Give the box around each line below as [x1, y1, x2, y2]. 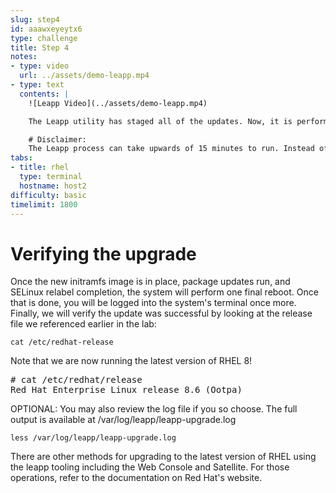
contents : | [19, 89, 70, 99]
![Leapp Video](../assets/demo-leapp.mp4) [28, 98, 208, 108]
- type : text [10, 80, 65, 90]
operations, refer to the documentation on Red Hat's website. [10, 472, 263, 484]
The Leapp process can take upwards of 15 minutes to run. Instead [28, 144, 315, 154]
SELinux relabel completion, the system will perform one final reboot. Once [10, 286, 319, 298]
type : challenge [10, 33, 78, 43]
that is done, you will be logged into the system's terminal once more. [10, 297, 297, 309]
